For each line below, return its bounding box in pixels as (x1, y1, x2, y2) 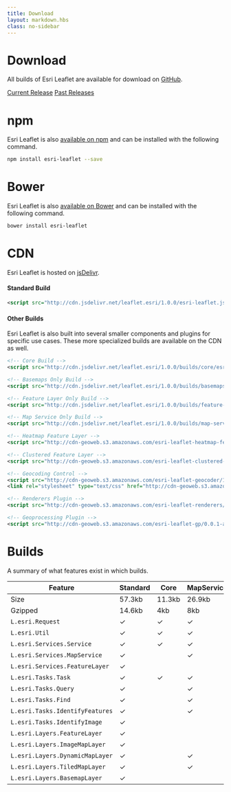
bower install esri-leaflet (7, 223, 88, 230)
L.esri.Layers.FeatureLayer (10, 729, 102, 737)
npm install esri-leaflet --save (7, 156, 103, 163)
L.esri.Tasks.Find (10, 696, 71, 703)
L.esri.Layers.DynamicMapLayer (10, 751, 113, 760)
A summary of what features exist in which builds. (7, 566, 149, 575)
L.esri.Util (10, 628, 50, 637)
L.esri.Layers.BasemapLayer (10, 774, 102, 782)
